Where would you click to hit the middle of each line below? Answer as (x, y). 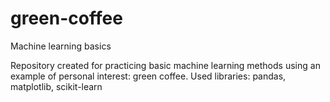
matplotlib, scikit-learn (56, 86)
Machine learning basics (61, 46)
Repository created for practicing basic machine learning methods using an (165, 65)
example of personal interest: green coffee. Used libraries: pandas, (148, 76)
